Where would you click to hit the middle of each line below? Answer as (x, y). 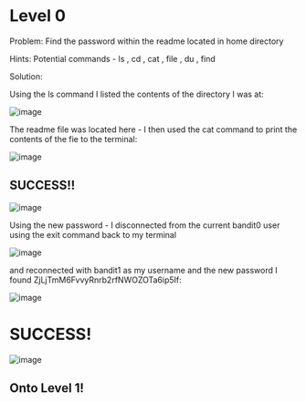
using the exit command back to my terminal (93, 234)
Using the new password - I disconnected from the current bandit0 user (145, 225)
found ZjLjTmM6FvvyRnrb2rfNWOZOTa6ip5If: (96, 280)
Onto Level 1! (47, 388)
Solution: (26, 76)
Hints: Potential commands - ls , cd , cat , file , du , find (113, 58)
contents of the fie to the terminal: (74, 139)
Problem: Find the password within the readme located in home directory (147, 41)
